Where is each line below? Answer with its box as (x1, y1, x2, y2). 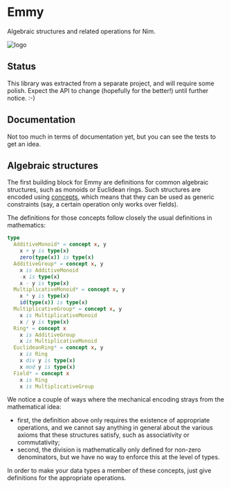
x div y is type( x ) (19, 357, 76, 364)
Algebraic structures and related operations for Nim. (7, 27, 156, 35)
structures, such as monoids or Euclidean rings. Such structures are (7, 185, 201, 194)
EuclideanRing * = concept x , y (13, 344, 104, 351)
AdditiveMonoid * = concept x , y (13, 241, 107, 248)
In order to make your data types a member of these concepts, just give (7, 466, 212, 475)
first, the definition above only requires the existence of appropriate (17, 416, 210, 424)
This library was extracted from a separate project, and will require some (7, 79, 214, 87)
